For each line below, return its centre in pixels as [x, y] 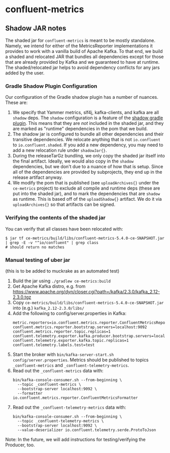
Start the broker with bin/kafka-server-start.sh [63, 354]
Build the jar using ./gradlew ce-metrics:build [61, 281]
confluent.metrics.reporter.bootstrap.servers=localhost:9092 [80, 327]
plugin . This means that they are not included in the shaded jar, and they [88, 123]
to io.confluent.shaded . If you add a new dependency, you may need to [88, 145]
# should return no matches [35, 247]
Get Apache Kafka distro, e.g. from [49, 286]
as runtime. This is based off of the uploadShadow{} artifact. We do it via [87, 199]
